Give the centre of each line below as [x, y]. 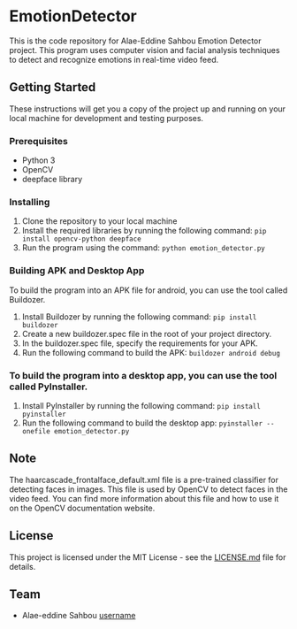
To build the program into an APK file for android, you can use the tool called [148, 290]
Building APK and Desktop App [77, 271]
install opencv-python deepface [81, 239]
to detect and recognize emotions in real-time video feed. [114, 59]
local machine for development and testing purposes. [107, 118]
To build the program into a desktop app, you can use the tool [143, 375]
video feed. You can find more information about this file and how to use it [144, 498]
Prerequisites [38, 141]
